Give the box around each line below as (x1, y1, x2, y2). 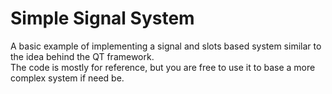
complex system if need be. (10, 72, 125, 84)
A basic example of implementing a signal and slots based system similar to (10, 40, 322, 52)
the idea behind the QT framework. (10, 50, 155, 62)
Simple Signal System (10, 7, 195, 30)
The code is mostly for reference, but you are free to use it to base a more (10, 61, 316, 73)
